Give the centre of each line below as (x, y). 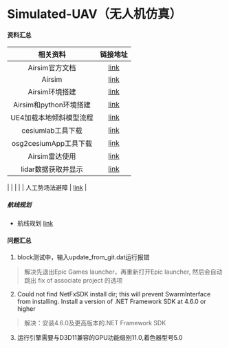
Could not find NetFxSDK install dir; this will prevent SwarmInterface (114, 294)
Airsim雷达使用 (52, 157)
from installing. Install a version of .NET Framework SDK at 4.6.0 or (111, 301)
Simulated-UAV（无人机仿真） (95, 14)
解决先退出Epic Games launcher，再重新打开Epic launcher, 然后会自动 (123, 272)
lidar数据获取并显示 (52, 169)
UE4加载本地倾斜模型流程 (52, 118)
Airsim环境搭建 (52, 92)
